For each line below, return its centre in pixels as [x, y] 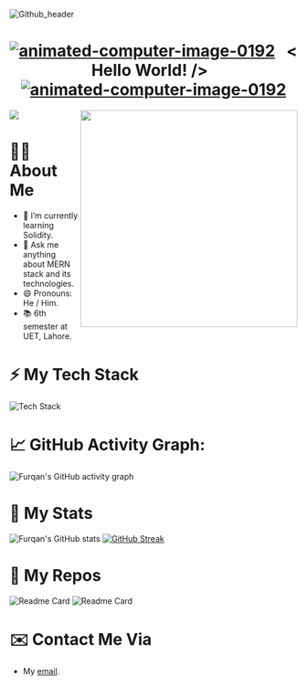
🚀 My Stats [51, 513]
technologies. [48, 283]
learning [38, 225]
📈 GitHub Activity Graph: [107, 445]
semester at [45, 326]
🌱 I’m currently [50, 216]
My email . [41, 670]
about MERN [47, 264]
